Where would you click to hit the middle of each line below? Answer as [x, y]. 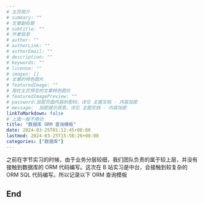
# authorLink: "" [28, 46]
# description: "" [29, 57]
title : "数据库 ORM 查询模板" [41, 125]
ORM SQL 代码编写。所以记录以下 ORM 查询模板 [67, 175]
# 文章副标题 [20, 23]
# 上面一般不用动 [25, 119]
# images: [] [23, 74]
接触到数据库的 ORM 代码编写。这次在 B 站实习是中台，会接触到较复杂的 [97, 167]
